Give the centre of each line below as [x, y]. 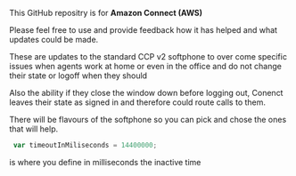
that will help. [34, 129]
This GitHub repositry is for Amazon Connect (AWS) [106, 13]
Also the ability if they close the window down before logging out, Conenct [146, 93]
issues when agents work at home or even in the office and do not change [146, 66]
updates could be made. [54, 40]
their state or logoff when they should [78, 76]
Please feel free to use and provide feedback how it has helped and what [144, 30]
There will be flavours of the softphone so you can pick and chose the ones [148, 120]
